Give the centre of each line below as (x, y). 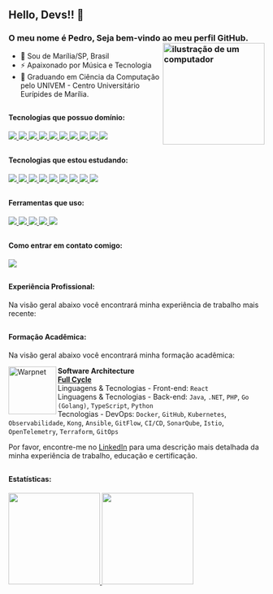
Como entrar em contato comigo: (66, 245)
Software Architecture (96, 371)
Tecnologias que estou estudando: (68, 160)
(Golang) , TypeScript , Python (106, 405)
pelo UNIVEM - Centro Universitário (80, 85)
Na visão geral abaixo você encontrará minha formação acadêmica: (122, 355)
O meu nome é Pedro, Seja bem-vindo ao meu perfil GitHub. (129, 38)
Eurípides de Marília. (54, 93)
